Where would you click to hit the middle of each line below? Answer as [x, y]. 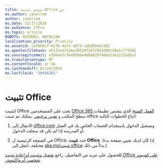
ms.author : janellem [26, 14]
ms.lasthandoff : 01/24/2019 [34, 69]
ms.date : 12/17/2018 [26, 23]
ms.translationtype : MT [29, 60]
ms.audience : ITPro [25, 28]
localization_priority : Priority [39, 42]
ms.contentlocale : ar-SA [30, 64]
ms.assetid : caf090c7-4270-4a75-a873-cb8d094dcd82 [58, 46]
